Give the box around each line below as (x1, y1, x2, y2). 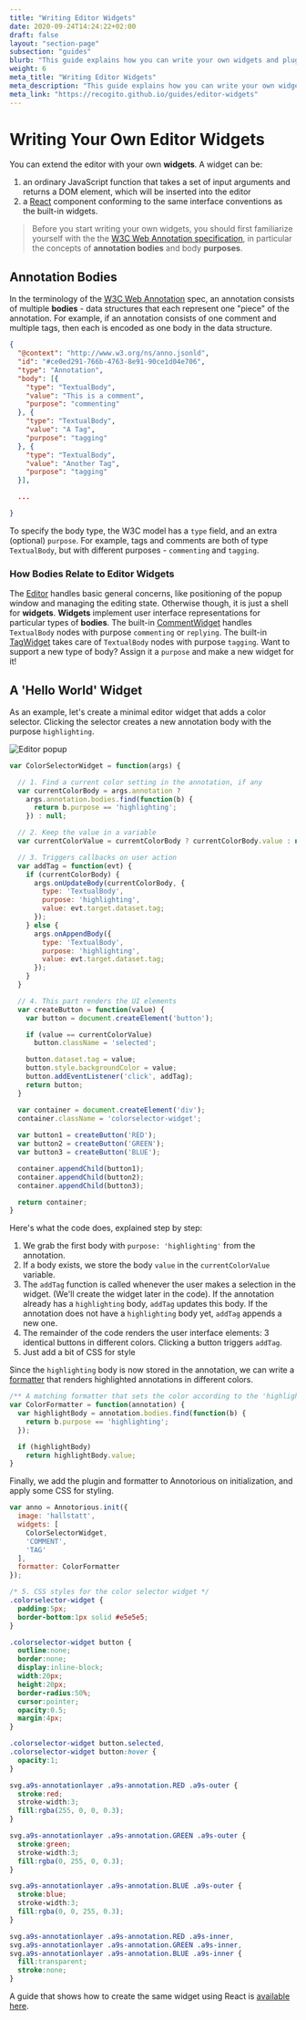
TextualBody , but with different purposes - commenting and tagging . (9, 544, 260, 555)
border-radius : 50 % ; (17, 1688, 92, 1697)
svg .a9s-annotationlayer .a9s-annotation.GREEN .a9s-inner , (9, 1940, 243, 1950)
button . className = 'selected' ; (33, 1039, 157, 1048)
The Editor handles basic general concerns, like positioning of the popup (9, 588, 282, 599)
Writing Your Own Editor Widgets (9, 129, 266, 150)
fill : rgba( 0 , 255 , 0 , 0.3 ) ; (17, 1857, 125, 1866)
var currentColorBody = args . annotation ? (17, 786, 181, 795)
